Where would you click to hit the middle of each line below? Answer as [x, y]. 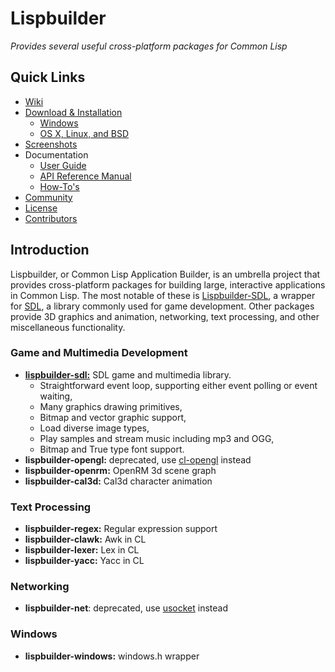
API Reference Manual [85, 176]
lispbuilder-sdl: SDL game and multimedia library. [128, 374]
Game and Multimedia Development [99, 353]
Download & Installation [73, 112]
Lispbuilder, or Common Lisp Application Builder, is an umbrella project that [165, 274]
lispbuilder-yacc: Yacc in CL [84, 561]
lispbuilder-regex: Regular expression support [121, 529]
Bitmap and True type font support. [112, 449]
